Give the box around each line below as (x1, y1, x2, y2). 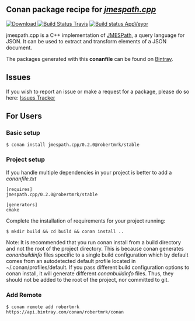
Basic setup (6, 128, 40, 136)
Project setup (6, 155, 45, 163)
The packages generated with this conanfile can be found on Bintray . (6, 55, 173, 62)
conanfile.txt (6, 175, 37, 182)
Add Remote (6, 291, 42, 299)
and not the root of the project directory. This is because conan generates (6, 245, 184, 252)
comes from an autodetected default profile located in (6, 257, 136, 264)
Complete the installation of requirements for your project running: (6, 217, 166, 224)
